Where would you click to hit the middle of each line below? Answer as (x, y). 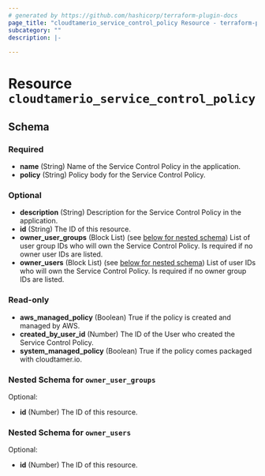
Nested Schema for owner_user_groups (82, 380)
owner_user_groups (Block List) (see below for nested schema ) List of (135, 238)
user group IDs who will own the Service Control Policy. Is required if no (136, 246)
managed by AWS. (50, 325)
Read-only (29, 300)
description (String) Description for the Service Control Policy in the (131, 212)
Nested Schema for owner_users (70, 433)
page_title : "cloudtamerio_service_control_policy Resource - (112, 23)
